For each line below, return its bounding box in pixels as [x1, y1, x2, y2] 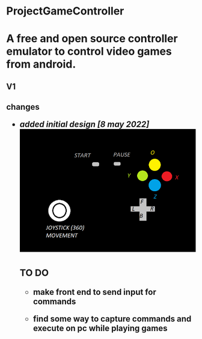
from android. [6, 57, 76, 71]
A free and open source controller [6, 32, 179, 46]
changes [6, 102, 40, 112]
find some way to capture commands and [32, 314, 192, 324]
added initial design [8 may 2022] [19, 119, 150, 130]
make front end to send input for [32, 287, 156, 297]
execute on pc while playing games [32, 323, 168, 334]
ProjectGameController [6, 4, 124, 18]
